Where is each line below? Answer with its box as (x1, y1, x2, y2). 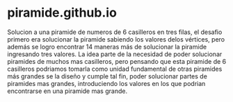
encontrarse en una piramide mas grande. (7, 87, 127, 95)
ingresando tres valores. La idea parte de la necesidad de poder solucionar (7, 50, 223, 58)
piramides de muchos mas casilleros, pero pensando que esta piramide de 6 (7, 57, 227, 65)
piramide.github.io (7, 5, 117, 21)
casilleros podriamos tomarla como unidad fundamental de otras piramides (7, 65, 223, 73)
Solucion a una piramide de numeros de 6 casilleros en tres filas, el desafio (7, 28, 223, 36)
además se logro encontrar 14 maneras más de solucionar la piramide (7, 42, 207, 51)
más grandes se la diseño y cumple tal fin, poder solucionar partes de (7, 71, 207, 80)
